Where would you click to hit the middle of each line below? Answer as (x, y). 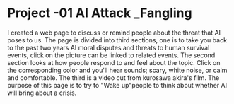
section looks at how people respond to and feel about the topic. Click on (114, 62)
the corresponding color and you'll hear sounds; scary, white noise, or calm (117, 70)
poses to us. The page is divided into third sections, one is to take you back (117, 40)
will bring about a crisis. (42, 93)
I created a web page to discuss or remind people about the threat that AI (114, 33)
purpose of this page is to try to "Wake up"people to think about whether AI (117, 85)
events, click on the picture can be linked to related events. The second (111, 55)
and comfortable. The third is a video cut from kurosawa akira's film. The (113, 77)
